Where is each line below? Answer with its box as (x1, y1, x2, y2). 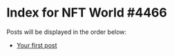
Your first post (16, 41, 57, 49)
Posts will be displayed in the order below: (6, 28, 127, 36)
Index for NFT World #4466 (6, 5, 167, 21)
